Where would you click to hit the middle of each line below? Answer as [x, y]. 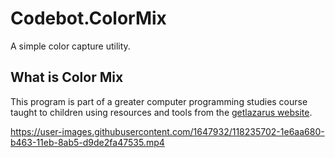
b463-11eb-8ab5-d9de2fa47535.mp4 [87, 142]
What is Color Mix [67, 77]
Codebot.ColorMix [88, 18]
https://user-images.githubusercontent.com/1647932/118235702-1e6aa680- [167, 131]
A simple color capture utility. [70, 46]
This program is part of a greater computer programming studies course [159, 101]
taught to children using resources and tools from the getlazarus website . [161, 112]
